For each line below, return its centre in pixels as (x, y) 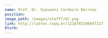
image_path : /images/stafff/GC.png (42, 19)
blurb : (11, 28)
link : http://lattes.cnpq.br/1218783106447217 (54, 23)
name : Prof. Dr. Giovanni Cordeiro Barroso (51, 10)
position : (15, 14)
